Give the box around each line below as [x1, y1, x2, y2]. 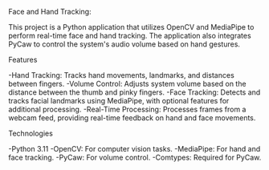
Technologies [8, 128, 54, 138]
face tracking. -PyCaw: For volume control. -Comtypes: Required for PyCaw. [8, 152, 262, 162]
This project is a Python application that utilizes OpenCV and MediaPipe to [8, 22, 255, 31]
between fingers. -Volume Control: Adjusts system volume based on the [8, 79, 247, 88]
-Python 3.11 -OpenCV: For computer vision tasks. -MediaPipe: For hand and [8, 144, 261, 153]
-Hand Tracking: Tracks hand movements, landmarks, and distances [8, 71, 234, 79]
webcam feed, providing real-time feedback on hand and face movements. [8, 113, 256, 123]
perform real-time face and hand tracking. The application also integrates [8, 31, 251, 40]
